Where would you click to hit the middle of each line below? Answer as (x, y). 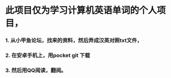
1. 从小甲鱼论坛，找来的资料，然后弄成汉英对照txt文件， (74, 40)
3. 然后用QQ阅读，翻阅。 (36, 70)
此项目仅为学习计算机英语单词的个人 (81, 10)
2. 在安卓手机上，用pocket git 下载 (48, 56)
